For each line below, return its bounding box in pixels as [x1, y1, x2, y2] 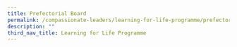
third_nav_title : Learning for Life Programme [7, 29, 147, 37]
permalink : [7, 17, 39, 23]
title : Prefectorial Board [7, 10, 87, 17]
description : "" [7, 23, 55, 30]
